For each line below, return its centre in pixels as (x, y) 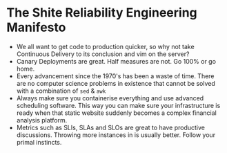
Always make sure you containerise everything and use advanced (110, 98)
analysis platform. (42, 120)
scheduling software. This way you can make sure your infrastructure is (118, 105)
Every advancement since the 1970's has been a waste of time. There (115, 76)
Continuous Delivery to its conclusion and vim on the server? (103, 54)
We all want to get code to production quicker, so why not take (105, 46)
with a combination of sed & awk (61, 91)
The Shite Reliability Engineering (102, 13)
